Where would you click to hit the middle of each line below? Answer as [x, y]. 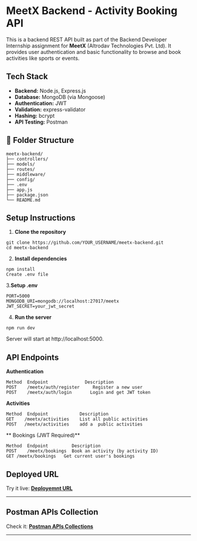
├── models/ [21, 164]
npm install [21, 270]
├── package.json [27, 195]
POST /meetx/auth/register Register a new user [74, 387]
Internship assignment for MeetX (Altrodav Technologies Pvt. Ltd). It [89, 46]
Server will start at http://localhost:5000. [55, 339]
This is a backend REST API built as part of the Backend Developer [86, 39]
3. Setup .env [22, 285]
